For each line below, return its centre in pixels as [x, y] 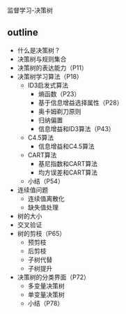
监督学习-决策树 [30, 10]
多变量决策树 [46, 285]
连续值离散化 [46, 198]
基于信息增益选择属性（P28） [80, 103]
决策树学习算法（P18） [50, 76]
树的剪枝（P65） [41, 233]
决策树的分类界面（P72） [54, 277]
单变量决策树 [46, 294]
